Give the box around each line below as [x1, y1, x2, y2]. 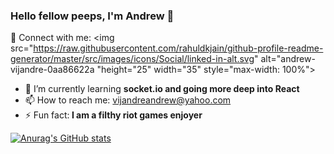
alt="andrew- [260, 53, 316, 65]
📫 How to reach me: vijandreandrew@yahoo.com [24, 94, 232, 106]
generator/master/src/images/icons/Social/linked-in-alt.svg [10, 53, 255, 65]
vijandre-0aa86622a [10, 64, 95, 76]
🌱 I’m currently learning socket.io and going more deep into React [24, 83, 300, 95]
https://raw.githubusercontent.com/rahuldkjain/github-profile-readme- [33, 42, 324, 54]
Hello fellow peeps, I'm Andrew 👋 [10, 9, 175, 23]
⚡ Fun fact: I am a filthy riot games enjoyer [24, 109, 203, 121]
